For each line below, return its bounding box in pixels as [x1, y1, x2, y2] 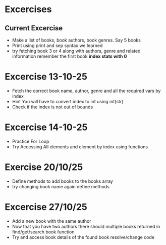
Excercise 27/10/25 [5, 201, 88, 213]
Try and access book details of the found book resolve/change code [12, 234, 155, 240]
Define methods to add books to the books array [12, 178, 113, 184]
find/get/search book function [12, 229, 75, 235]
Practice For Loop [12, 138, 49, 144]
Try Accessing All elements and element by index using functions [12, 143, 148, 150]
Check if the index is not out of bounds [12, 104, 93, 110]
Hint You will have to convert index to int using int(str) [12, 98, 124, 104]
